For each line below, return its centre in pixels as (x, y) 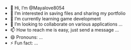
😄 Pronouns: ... (27, 37)
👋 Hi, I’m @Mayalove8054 (37, 8)
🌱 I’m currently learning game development (55, 19)
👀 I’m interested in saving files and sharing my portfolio (68, 13)
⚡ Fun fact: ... (24, 43)
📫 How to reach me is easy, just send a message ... (64, 30)
